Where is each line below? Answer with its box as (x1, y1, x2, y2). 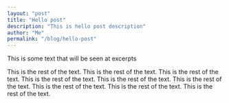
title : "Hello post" (7, 16, 67, 23)
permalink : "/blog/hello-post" (7, 36, 97, 43)
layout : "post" (7, 10, 51, 17)
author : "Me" (7, 29, 45, 36)
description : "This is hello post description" (7, 23, 146, 30)
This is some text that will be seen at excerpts (7, 54, 137, 62)
